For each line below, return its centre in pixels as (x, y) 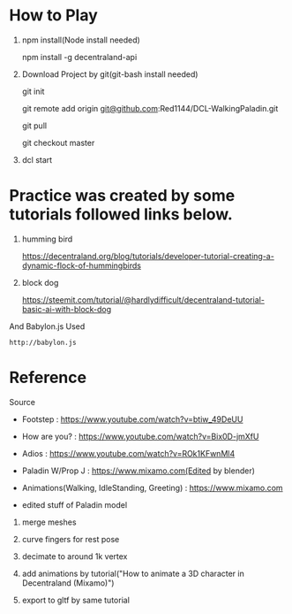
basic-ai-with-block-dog (67, 309)
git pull (34, 126)
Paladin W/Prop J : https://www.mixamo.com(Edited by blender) (139, 471)
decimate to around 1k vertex (75, 556)
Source (22, 402)
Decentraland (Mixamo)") (68, 583)
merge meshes (49, 522)
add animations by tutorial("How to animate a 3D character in (133, 573)
